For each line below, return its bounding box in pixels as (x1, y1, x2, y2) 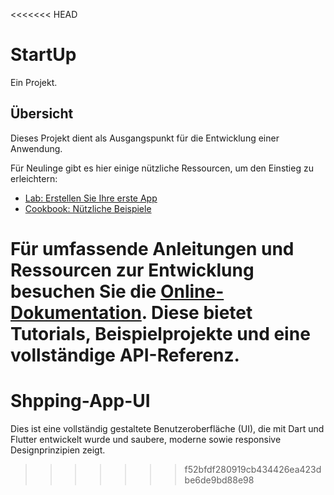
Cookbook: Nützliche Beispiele (24, 202, 152, 214)
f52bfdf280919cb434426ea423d (184, 463, 322, 475)
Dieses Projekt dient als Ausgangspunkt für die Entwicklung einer (10, 132, 280, 144)
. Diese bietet (141, 301, 253, 324)
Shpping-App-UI (10, 390, 151, 413)
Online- (159, 280, 225, 303)
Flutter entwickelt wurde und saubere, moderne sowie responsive (10, 433, 282, 445)
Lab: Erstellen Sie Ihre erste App (24, 192, 158, 204)
